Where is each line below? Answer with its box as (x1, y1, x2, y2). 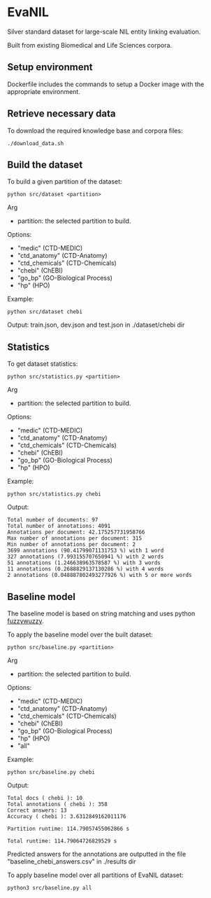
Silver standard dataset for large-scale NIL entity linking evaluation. (7, 27, 201, 36)
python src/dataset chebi (7, 308, 82, 315)
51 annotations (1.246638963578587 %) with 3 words (7, 559, 161, 566)
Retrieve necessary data (7, 108, 116, 120)
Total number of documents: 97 (7, 517, 99, 524)
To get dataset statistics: (7, 360, 78, 368)
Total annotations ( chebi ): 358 (7, 801, 108, 808)
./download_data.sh (7, 140, 64, 147)
